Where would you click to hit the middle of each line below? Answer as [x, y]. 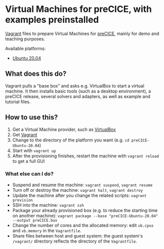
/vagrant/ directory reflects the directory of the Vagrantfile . [75, 241]
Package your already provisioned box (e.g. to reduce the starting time [85, 210]
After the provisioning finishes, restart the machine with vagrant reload [86, 156]
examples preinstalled [52, 20]
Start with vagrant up [34, 150]
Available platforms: [25, 48]
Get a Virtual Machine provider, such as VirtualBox [64, 129]
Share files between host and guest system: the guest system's [78, 236]
